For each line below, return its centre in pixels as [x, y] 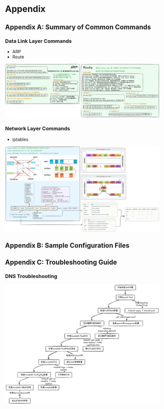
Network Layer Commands [37, 129]
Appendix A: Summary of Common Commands [78, 27]
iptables [20, 139]
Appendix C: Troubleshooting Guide [61, 262]
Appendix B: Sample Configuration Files [67, 246]
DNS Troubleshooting [31, 276]
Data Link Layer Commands [38, 41]
